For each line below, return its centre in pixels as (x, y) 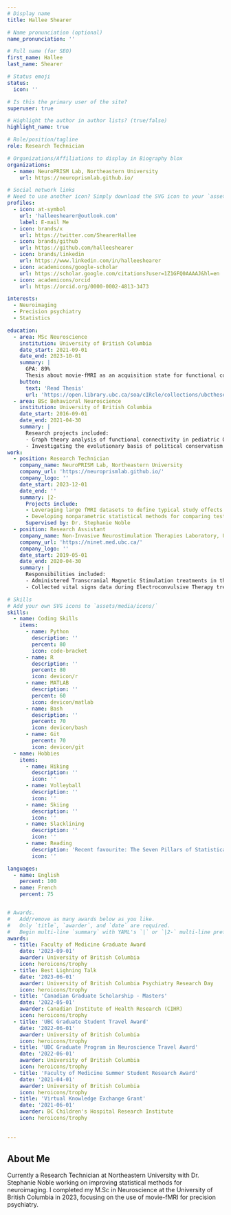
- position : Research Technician (61, 459)
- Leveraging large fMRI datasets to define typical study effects (124, 510)
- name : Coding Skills (46, 619)
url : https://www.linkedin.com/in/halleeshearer (90, 261)
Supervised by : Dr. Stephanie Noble (78, 523)
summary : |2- (38, 497)
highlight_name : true (38, 127)
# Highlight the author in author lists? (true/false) (87, 121)
